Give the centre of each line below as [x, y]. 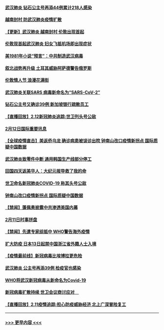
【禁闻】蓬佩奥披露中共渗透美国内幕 [41, 208]
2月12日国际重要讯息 [26, 129]
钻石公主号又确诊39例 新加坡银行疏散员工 [47, 104]
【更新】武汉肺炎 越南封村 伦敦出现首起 [45, 31]
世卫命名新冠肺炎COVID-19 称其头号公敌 [46, 183]
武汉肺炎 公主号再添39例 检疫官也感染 [43, 268]
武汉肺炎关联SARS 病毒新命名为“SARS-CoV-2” [53, 92]
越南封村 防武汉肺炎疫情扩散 [33, 20]
